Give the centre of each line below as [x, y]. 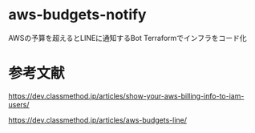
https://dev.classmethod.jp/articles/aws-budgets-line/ [97, 120]
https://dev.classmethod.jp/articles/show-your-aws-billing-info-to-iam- [126, 96]
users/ [19, 104]
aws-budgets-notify [77, 15]
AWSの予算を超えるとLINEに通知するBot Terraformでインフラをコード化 [127, 38]
